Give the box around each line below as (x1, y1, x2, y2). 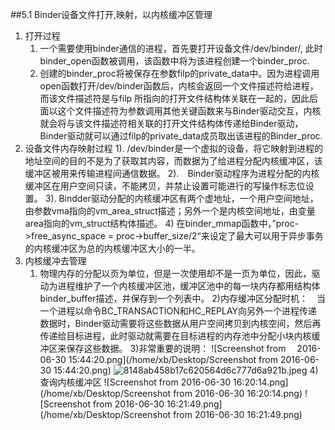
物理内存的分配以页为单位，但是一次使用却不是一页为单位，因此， (39, 268, 312, 279)
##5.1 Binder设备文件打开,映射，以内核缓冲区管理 (10, 9, 213, 20)
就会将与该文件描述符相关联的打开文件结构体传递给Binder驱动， (39, 118, 304, 129)
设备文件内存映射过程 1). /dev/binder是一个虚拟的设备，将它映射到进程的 (24, 143, 324, 154)
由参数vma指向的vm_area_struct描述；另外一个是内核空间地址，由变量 (24, 205, 316, 217)
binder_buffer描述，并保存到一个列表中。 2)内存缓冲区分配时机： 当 (39, 293, 326, 304)
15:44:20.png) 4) (53, 364, 319, 376)
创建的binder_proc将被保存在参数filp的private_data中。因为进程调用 (39, 68, 320, 79)
